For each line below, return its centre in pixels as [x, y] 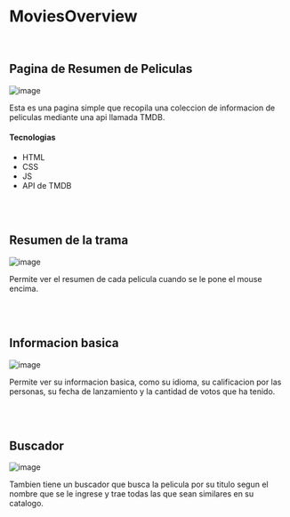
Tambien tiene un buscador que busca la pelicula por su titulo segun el [139, 485]
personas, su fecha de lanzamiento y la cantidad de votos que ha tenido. [142, 391]
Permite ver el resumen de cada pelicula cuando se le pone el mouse [136, 279]
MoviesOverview [73, 16]
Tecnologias [32, 137]
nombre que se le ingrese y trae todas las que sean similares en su [132, 494]
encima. [24, 288]
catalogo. [27, 504]
